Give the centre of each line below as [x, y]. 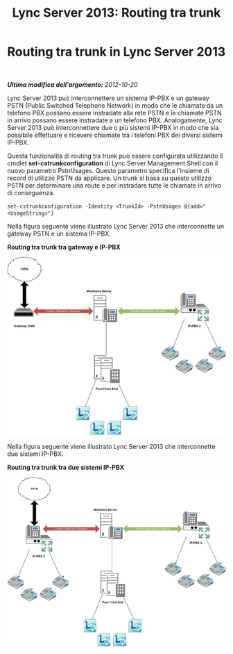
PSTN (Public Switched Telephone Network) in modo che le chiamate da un [115, 105]
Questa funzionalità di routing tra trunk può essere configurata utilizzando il [115, 156]
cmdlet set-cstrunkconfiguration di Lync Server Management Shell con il [113, 163]
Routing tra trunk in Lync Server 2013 [116, 52]
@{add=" [195, 206]
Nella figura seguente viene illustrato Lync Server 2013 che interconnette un [116, 226]
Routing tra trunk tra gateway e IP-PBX [64, 247]
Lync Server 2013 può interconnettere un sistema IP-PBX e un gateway [108, 98]
